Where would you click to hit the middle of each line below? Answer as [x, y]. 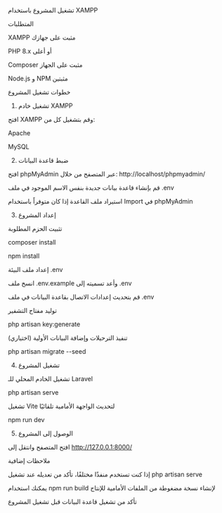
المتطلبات [21, 24]
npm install [24, 256]
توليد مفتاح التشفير [32, 310]
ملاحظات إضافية [29, 461]
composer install [32, 242]
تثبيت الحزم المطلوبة [35, 229]
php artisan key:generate [44, 324]
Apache [19, 133]
